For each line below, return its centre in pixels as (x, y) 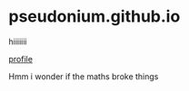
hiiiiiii (18, 41)
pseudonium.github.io (94, 17)
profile (21, 59)
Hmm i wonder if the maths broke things (84, 76)
